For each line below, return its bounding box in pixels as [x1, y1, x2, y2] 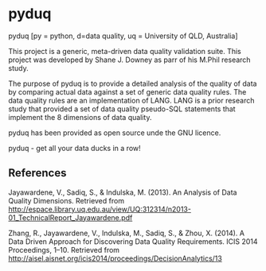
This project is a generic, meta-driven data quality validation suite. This [8, 46, 241, 56]
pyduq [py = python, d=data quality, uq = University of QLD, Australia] [8, 31, 238, 41]
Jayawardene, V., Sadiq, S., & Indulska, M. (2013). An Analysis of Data [8, 188, 237, 197]
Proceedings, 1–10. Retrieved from [8, 245, 120, 254]
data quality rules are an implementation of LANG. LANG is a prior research [8, 95, 255, 105]
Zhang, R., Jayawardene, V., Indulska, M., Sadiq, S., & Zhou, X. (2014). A [8, 228, 245, 238]
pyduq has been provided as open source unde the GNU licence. [8, 128, 221, 137]
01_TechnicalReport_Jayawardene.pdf [8, 212, 133, 223]
